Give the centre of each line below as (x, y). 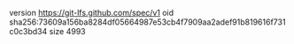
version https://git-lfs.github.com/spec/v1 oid (92, 13)
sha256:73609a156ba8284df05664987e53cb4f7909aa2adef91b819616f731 (147, 22)
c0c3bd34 (28, 31)
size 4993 (67, 31)
